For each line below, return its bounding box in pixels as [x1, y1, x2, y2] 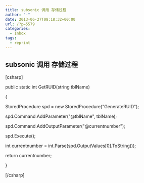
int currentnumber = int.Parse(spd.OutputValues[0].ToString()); [5, 143, 136, 149]
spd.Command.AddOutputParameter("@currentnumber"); [5, 123, 125, 129]
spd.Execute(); [5, 132, 36, 139]
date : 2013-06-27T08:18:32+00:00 [5, 17, 76, 22]
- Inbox [10, 31, 26, 36]
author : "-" [5, 12, 30, 17]
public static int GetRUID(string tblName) [5, 84, 90, 90]
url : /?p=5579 [5, 21, 35, 27]
